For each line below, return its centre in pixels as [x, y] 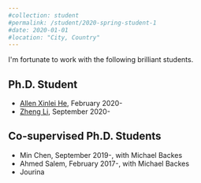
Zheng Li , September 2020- [65, 112]
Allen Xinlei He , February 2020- [71, 104]
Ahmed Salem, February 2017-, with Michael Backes [104, 163]
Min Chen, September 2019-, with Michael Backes [101, 155]
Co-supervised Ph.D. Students [85, 136]
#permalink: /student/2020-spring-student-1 [82, 23]
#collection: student [44, 15]
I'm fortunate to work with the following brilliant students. [101, 60]
